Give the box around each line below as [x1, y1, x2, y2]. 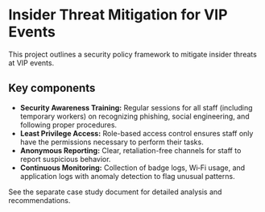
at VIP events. [8, 58, 55, 68]
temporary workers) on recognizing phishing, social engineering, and [19, 111, 250, 121]
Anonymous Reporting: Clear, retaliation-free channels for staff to [19, 145, 242, 155]
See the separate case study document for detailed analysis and [8, 187, 222, 197]
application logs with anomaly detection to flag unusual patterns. [19, 171, 235, 181]
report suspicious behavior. [19, 154, 111, 164]
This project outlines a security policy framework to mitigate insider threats [8, 49, 258, 59]
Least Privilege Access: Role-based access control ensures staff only [19, 128, 254, 138]
